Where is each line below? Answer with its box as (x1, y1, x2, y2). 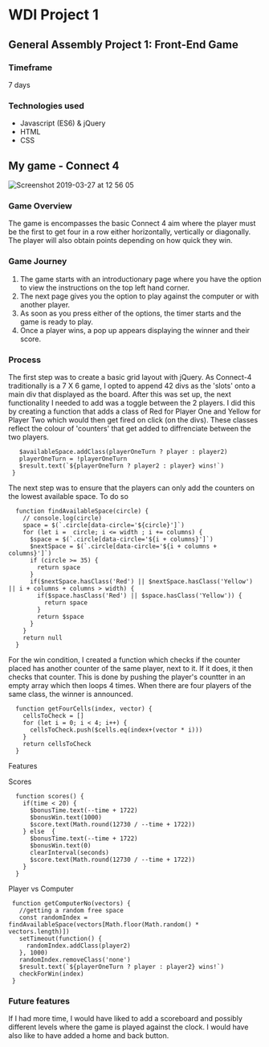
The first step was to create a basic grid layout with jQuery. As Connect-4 (8, 372, 252, 381)
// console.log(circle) (22, 513, 103, 522)
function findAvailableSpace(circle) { (15, 507, 149, 515)
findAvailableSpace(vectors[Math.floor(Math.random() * (8, 920, 199, 929)
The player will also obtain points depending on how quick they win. (8, 236, 233, 245)
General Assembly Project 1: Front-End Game (8, 38, 238, 52)
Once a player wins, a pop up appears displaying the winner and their (19, 325, 251, 335)
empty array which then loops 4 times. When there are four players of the (8, 680, 251, 690)
